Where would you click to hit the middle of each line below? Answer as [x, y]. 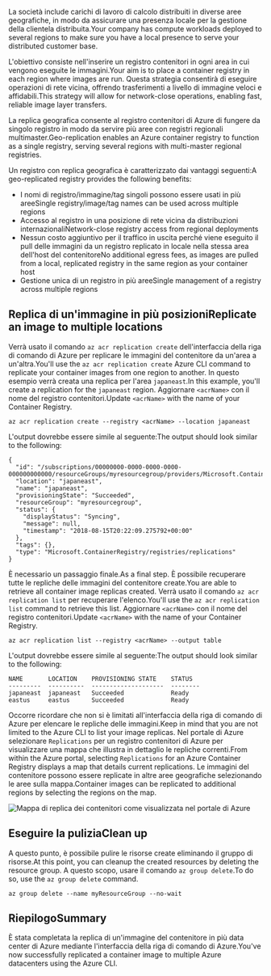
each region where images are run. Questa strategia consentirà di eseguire [133, 79]
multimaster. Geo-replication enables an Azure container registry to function [134, 137]
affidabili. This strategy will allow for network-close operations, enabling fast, [135, 96]
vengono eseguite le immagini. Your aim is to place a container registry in [129, 70]
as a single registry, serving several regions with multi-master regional [125, 146]
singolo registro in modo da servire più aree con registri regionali [116, 129]
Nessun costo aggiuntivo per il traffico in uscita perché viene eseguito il [139, 237]
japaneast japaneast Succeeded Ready [99, 693]
